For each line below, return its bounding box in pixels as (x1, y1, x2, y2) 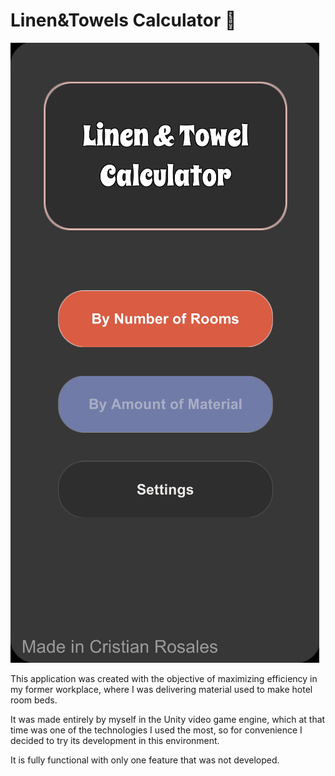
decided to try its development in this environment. (10, 734, 220, 746)
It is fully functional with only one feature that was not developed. (10, 754, 280, 766)
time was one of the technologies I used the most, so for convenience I (10, 724, 303, 736)
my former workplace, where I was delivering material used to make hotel (10, 683, 313, 695)
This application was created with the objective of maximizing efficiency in (10, 672, 318, 684)
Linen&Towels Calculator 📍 (10, 9, 237, 32)
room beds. (10, 694, 58, 706)
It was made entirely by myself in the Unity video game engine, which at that (10, 713, 326, 725)
